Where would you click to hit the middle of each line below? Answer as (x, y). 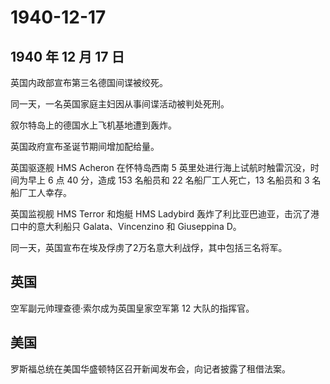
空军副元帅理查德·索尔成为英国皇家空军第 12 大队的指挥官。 (132, 308)
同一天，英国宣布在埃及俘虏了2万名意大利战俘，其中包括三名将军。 (149, 247)
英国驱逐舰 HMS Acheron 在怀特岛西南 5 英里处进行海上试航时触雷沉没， (160, 167)
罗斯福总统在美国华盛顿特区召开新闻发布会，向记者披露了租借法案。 (150, 368)
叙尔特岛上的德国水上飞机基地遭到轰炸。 (93, 125)
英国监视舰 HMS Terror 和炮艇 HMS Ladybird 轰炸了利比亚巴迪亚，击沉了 (160, 214)
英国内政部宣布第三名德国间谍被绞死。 (89, 82)
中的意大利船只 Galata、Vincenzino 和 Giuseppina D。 (130, 226)
